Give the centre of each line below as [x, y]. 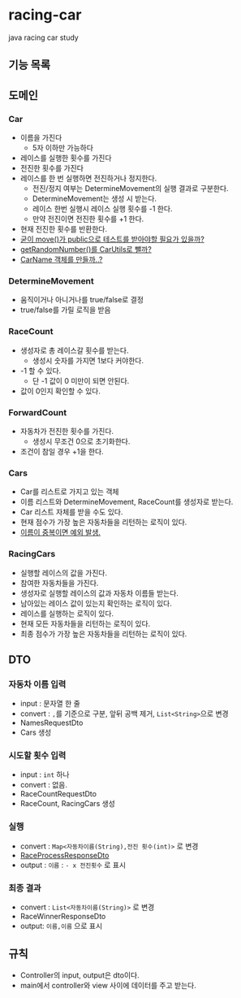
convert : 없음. [43, 785]
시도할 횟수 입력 [37, 756]
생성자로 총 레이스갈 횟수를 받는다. [74, 350]
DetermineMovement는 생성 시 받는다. [94, 199]
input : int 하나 [45, 775]
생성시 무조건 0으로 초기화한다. [81, 441]
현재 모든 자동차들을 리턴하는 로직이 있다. [85, 623]
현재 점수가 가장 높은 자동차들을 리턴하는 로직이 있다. [103, 523]
